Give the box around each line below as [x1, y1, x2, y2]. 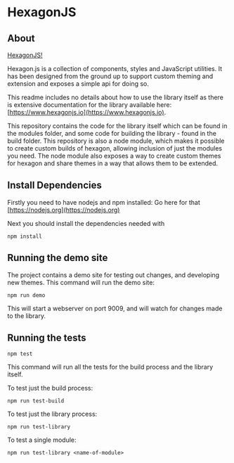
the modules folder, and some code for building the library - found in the [7, 129, 216, 137]
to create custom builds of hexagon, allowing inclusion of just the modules [7, 144, 223, 152]
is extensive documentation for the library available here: [7, 101, 172, 109]
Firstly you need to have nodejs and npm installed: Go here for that [7, 198, 200, 206]
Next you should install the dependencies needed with [7, 219, 165, 227]
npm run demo [7, 291, 46, 299]
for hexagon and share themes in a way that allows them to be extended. [7, 159, 219, 167]
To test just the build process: [7, 384, 93, 393]
